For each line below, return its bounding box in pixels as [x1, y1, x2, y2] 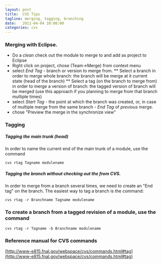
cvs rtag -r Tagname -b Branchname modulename [5, 226, 101, 231]
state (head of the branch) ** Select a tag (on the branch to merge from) [12, 78, 157, 84]
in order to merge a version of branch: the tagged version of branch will [12, 83, 156, 89]
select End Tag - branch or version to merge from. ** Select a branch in [12, 68, 156, 74]
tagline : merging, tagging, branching [5, 16, 84, 21]
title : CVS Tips [5, 12, 40, 17]
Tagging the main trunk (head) [5, 133, 69, 139]
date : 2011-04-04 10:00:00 [5, 20, 64, 26]
